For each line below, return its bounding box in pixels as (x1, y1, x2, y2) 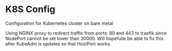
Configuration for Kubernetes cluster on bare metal (5, 20, 113, 26)
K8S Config (5, 4, 55, 15)
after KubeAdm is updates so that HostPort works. (5, 40, 111, 46)
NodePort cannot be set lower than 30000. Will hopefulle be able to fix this (5, 35, 164, 41)
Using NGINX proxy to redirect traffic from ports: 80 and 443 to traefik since (5, 30, 167, 36)
